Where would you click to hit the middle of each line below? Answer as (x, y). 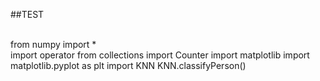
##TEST (27, 14)
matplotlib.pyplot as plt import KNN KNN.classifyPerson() (128, 65)
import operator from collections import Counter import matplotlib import (160, 55)
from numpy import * (53, 44)
